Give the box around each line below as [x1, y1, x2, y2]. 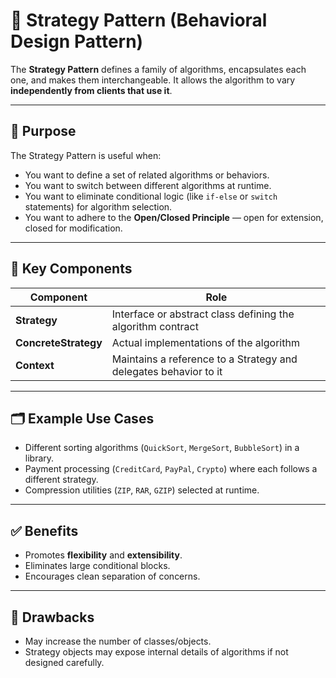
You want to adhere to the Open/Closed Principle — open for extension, [24, 211, 324, 223]
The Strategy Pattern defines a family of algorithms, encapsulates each [10, 63, 307, 75]
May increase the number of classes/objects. [24, 635, 212, 647]
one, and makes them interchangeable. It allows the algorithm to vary [10, 74, 296, 86]
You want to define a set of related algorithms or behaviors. [24, 169, 270, 181]
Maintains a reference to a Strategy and [111, 352, 298, 366]
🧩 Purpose [10, 123, 77, 140]
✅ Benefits [10, 522, 79, 539]
